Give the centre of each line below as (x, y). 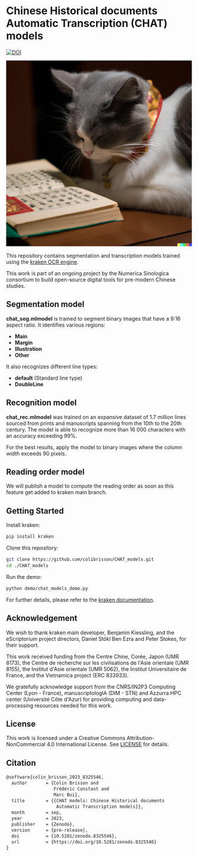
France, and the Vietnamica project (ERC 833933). (67, 675)
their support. (23, 645)
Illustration (28, 348)
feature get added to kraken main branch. (57, 492)
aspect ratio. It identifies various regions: (56, 325)
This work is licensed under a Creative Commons (66, 738)
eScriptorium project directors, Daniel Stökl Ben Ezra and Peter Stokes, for (96, 638)
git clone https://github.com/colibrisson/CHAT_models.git (80, 559)
